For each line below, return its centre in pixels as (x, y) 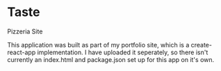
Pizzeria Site (25, 31)
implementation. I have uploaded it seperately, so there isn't (123, 52)
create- (201, 45)
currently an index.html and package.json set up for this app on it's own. (111, 59)
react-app (22, 52)
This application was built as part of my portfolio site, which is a (98, 45)
